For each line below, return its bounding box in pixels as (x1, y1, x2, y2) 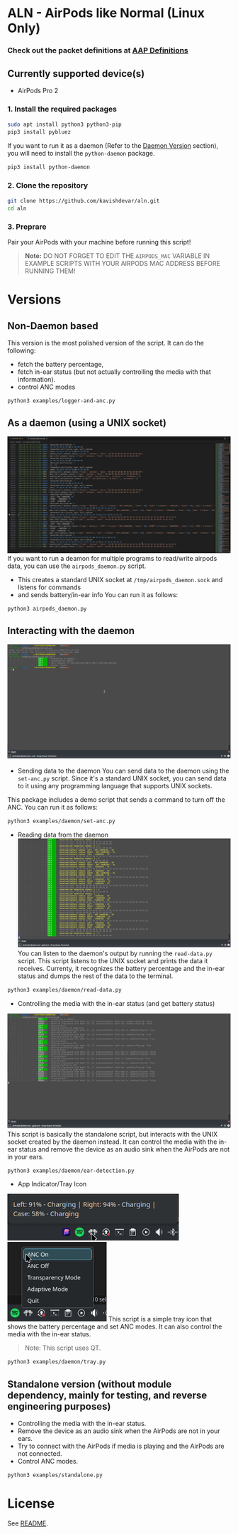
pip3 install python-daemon (7, 163, 91, 171)
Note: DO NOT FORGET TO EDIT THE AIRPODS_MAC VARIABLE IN (24, 252, 210, 260)
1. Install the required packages (7, 104, 117, 114)
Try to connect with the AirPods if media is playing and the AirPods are (17, 1442, 225, 1451)
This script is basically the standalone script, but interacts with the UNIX (7, 1130, 218, 1138)
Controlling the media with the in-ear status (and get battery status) (17, 999, 215, 1008)
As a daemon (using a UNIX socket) (7, 417, 166, 429)
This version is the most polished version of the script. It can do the (7, 339, 204, 348)
